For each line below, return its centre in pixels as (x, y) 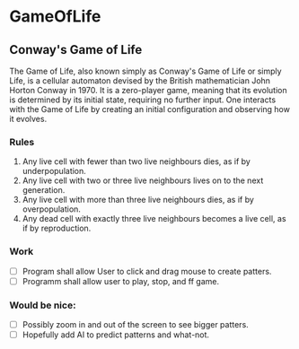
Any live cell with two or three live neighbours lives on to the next (143, 180)
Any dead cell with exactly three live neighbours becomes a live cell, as (154, 219)
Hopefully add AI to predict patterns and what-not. (115, 335)
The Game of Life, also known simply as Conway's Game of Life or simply (145, 71)
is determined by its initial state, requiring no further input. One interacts (143, 100)
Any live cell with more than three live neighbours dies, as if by (138, 200)
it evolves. (28, 119)
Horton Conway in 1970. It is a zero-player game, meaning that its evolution (148, 90)
